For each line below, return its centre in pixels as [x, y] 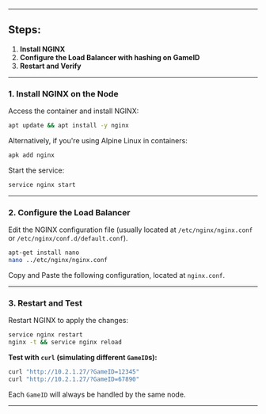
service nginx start [42, 184]
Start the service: [36, 170]
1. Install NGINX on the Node [63, 93]
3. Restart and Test [46, 303]
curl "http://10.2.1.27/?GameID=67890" [74, 379]
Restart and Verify [50, 66]
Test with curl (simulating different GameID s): [83, 357]
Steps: [25, 30]
